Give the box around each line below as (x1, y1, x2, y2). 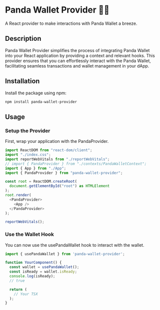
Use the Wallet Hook (5, 231, 54, 238)
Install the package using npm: (5, 90, 67, 96)
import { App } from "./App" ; (5, 166, 67, 171)
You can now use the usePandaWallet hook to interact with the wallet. (5, 242, 144, 248)
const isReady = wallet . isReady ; (9, 269, 77, 274)
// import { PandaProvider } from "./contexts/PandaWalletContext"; (5, 161, 147, 166)
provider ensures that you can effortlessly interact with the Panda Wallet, (5, 58, 151, 64)
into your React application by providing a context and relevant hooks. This (5, 52, 155, 58)
